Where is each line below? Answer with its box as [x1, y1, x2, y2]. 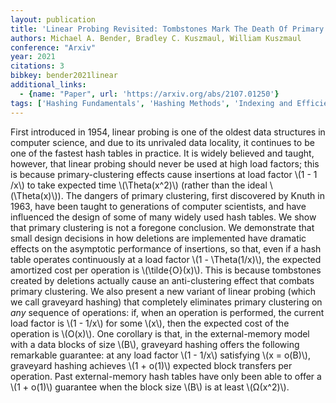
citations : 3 [10, 61, 65, 71]
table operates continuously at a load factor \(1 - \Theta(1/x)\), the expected [10, 253, 322, 265]
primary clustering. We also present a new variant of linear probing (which [10, 285, 317, 297]
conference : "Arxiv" [10, 42, 97, 53]
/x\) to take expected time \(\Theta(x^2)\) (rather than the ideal [10, 179, 268, 191]
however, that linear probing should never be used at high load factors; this [10, 157, 320, 170]
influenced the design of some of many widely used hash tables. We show [10, 211, 317, 223]
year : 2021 [10, 52, 56, 62]
